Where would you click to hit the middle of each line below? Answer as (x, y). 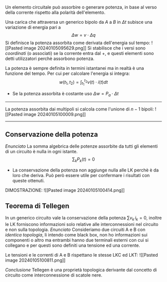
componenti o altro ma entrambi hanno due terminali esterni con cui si (77, 240)
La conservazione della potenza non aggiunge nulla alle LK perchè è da (85, 170)
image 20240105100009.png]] (55, 114)
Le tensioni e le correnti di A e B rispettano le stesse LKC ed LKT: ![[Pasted (82, 255)
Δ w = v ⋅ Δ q (83, 35)
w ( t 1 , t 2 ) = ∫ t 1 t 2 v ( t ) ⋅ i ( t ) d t (83, 83)
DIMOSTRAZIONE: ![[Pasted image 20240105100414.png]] (65, 190)
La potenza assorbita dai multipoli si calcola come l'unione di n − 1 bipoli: (80, 109)
